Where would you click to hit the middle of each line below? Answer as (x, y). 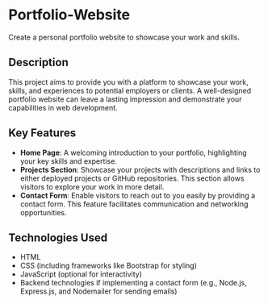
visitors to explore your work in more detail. (92, 186)
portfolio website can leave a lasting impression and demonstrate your (125, 99)
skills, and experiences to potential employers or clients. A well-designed (130, 90)
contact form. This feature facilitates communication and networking (134, 204)
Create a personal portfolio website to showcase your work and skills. (124, 37)
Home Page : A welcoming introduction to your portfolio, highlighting (134, 152)
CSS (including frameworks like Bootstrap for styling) (109, 266)
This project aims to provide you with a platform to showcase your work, (128, 81)
